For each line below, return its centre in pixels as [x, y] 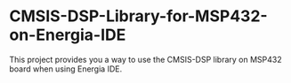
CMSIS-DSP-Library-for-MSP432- [139, 16]
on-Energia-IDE [68, 35]
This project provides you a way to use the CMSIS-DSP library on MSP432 [145, 59]
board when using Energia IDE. [66, 69]
